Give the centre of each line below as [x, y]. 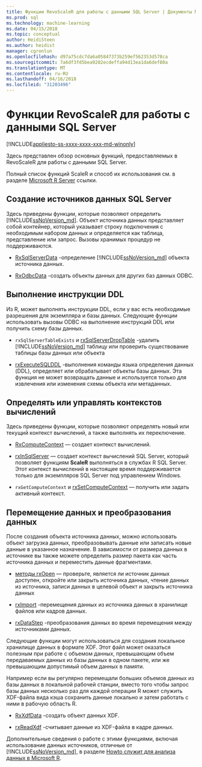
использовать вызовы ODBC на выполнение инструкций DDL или [90, 322]
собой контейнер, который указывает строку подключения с [85, 226]
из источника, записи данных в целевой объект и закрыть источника [104, 587]
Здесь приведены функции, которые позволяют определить [84, 213]
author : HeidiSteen [31, 40]
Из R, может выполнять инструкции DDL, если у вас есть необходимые [98, 309]
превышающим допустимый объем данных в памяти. [75, 666]
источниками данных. [43, 629]
